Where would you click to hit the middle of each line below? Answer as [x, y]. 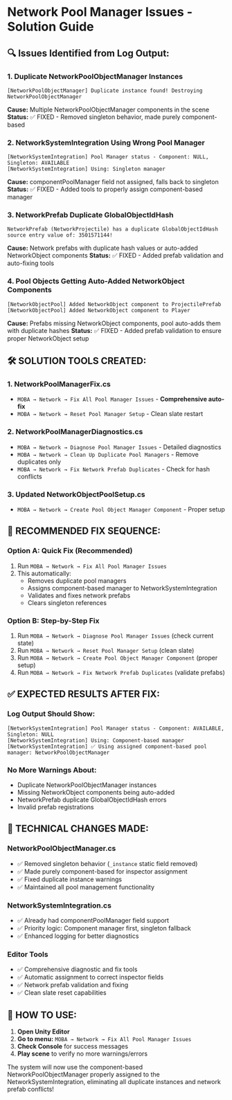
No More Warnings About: [52, 770]
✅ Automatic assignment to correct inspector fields [90, 977]
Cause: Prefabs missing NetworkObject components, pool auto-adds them [114, 323]
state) [26, 643]
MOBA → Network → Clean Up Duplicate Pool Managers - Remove [108, 454]
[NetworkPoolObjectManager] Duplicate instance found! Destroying [105, 91]
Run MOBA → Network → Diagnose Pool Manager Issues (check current [115, 636]
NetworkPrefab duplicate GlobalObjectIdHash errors [92, 800]
